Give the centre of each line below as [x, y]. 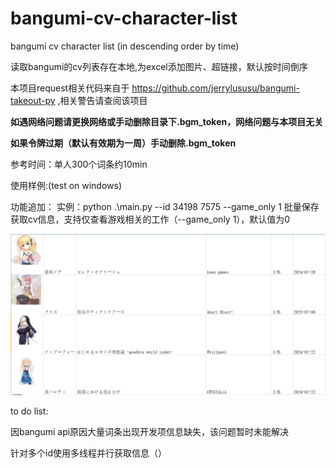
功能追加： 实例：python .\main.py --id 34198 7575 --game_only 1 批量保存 [165, 206]
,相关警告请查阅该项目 [102, 100]
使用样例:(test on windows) [66, 185]
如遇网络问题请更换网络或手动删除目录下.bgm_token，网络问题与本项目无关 [167, 121]
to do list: [29, 411]
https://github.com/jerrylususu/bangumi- [215, 88]
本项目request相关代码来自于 [70, 88]
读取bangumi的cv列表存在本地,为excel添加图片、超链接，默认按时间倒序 [159, 66]
